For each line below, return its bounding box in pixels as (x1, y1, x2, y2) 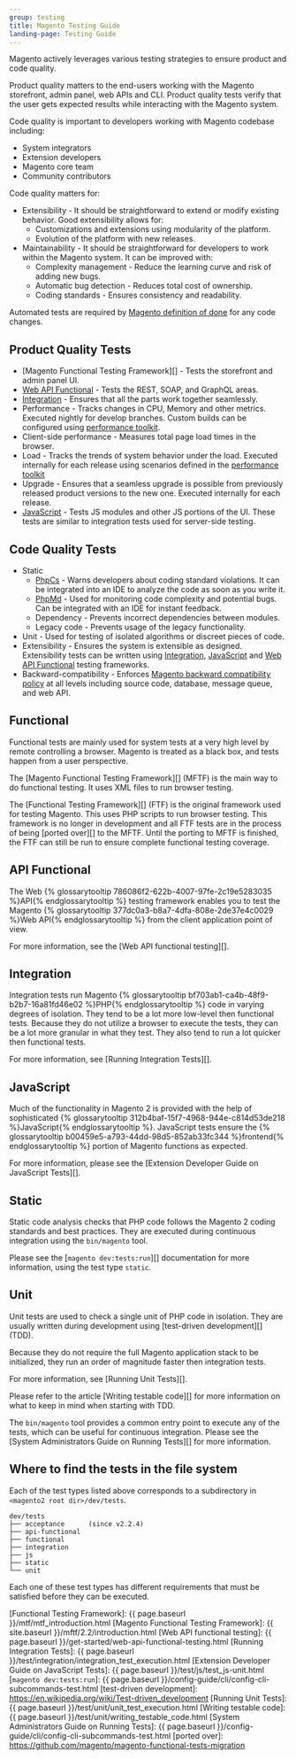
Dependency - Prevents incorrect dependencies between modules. (34, 613, 281, 622)
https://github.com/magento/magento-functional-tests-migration (9, 1740, 246, 1750)
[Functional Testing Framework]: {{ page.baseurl (9, 1608, 186, 1618)
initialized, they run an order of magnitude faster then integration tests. (9, 1356, 267, 1367)
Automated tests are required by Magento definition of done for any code (9, 307, 276, 318)
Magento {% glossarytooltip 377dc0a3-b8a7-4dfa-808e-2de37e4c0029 (9, 905, 274, 915)
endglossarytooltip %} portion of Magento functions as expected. (9, 1141, 248, 1152)
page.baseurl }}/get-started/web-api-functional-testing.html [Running (9, 1636, 263, 1647)
